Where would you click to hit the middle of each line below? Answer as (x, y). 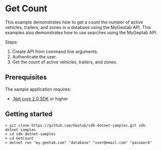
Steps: (12, 42)
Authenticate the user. (35, 56)
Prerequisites (26, 77)
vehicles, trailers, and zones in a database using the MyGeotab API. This (78, 27)
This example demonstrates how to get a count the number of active (74, 22)
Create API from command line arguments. (55, 51)
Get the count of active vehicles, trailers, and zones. (65, 62)
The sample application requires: (38, 89)
